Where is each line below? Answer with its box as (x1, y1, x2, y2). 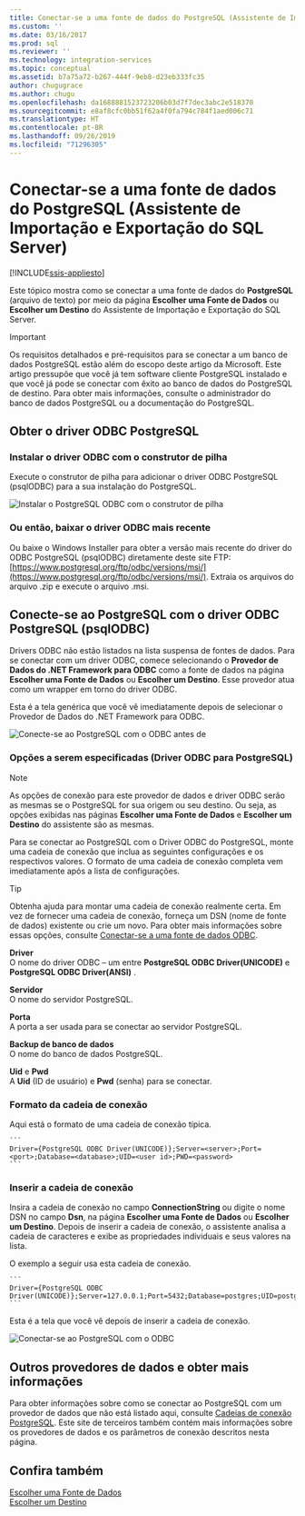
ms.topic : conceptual (9, 65, 92, 74)
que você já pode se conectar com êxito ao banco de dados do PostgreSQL (9, 378, 293, 389)
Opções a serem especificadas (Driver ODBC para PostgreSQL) (9, 752, 293, 764)
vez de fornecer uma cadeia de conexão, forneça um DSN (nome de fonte (9, 910, 287, 921)
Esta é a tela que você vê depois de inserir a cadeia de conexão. (9, 1315, 251, 1327)
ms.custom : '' (9, 22, 64, 31)
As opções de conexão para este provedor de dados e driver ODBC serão (9, 790, 286, 801)
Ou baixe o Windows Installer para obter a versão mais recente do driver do (9, 542, 292, 553)
